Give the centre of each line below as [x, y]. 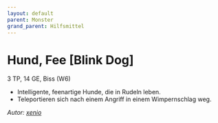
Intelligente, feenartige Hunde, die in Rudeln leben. [89, 92]
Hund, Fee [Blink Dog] [70, 60]
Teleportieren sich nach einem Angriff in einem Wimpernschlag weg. [114, 99]
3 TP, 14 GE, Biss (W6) [39, 79]
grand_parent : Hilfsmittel [46, 26]
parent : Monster [30, 20]
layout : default [30, 13]
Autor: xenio [24, 113]
